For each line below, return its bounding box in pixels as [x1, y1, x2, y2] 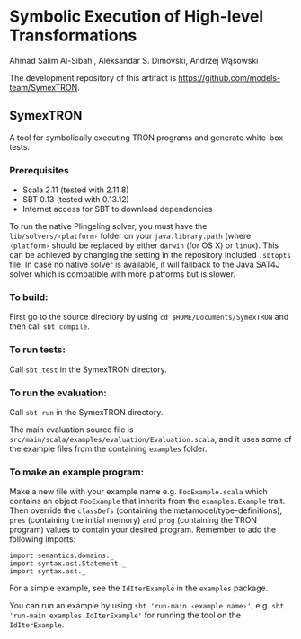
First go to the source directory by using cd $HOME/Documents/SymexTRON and [9, 312, 289, 323]
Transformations [9, 25, 137, 46]
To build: [9, 290, 49, 303]
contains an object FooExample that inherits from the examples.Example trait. [9, 496, 286, 507]
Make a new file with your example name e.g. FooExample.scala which [9, 486, 268, 497]
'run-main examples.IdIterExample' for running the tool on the [9, 609, 241, 621]
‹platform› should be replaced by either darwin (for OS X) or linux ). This [9, 240, 279, 251]
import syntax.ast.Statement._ [9, 559, 127, 568]
